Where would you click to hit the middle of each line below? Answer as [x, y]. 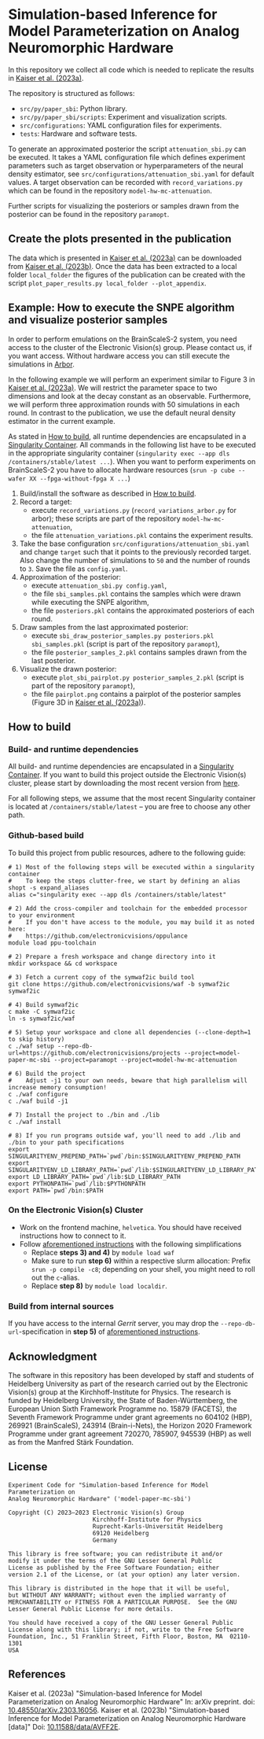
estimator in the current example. [62, 421]
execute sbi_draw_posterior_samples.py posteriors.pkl [123, 636]
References [37, 1674]
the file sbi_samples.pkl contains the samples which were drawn [136, 593]
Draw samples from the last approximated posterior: [104, 627]
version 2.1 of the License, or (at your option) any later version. [125, 1575]
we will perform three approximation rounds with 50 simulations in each [124, 404]
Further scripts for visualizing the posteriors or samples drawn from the [124, 205]
